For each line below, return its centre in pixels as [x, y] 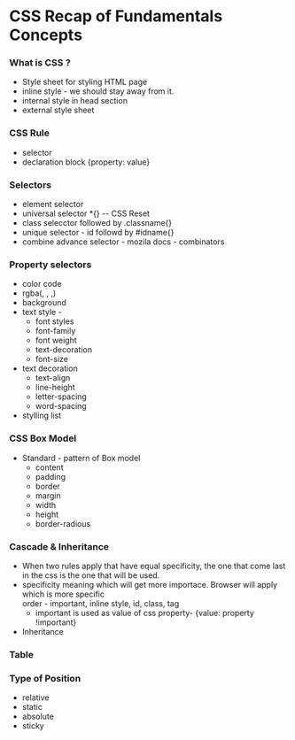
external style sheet [58, 110]
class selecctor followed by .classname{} [97, 223]
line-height [55, 388]
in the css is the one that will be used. [91, 575]
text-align [53, 378]
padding [50, 476]
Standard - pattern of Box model [81, 458]
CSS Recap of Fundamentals [116, 16]
